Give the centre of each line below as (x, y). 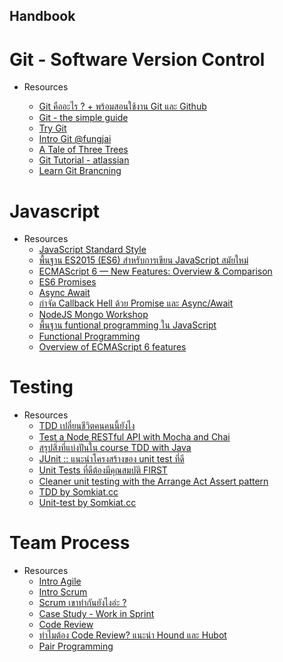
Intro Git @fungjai (75, 139)
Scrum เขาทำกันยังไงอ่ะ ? (82, 603)
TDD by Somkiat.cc (78, 492)
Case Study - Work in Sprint (96, 614)
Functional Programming (89, 336)
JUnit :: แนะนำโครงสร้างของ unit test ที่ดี (111, 459)
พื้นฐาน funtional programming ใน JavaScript (127, 325)
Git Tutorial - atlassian (84, 160)
